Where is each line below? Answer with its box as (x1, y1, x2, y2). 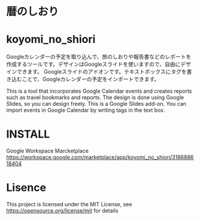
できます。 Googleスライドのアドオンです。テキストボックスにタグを (16, 68, 187, 75)
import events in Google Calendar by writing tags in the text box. (6, 106, 165, 114)
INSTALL (6, 127, 50, 141)
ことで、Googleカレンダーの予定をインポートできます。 (22, 75, 160, 83)
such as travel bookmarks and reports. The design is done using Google (6, 94, 184, 101)
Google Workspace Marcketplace (6, 147, 89, 155)
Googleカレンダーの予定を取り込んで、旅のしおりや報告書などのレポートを (6, 53, 192, 60)
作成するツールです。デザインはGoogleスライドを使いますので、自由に (6, 60, 181, 68)
